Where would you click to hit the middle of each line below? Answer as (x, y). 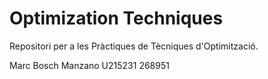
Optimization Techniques (116, 18)
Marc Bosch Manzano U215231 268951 (89, 65)
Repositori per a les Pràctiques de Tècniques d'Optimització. (134, 46)
